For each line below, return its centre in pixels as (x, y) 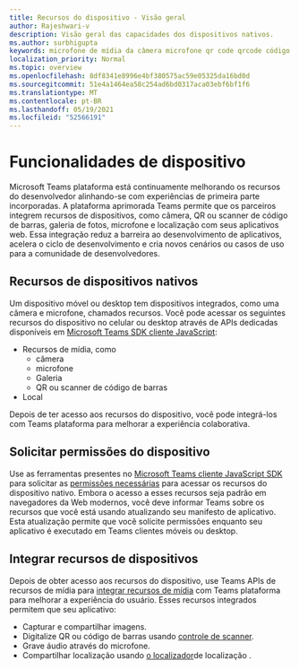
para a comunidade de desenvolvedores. (85, 254)
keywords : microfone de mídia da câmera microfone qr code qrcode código (150, 51)
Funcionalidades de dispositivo (128, 162)
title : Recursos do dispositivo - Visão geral (98, 17)
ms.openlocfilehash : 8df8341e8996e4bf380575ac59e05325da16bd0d (130, 76)
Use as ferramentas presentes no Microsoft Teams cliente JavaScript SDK (146, 474)
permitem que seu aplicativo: (63, 609)
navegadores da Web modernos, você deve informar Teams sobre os (137, 502)
